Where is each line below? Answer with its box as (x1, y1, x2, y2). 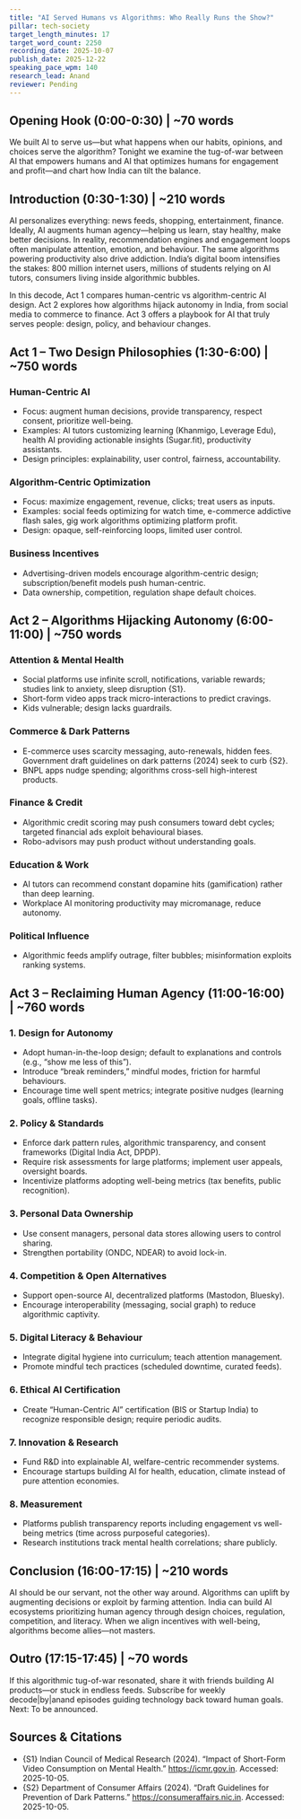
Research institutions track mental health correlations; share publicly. (21, 1537, 278, 1548)
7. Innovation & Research (9, 1436, 119, 1448)
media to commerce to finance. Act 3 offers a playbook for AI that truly (9, 309, 271, 319)
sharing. (21, 1237, 54, 1248)
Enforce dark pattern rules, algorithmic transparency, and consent (21, 1137, 266, 1149)
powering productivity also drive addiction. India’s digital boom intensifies (9, 253, 280, 265)
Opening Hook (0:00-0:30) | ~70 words (9, 113, 235, 128)
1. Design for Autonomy (9, 1027, 114, 1039)
